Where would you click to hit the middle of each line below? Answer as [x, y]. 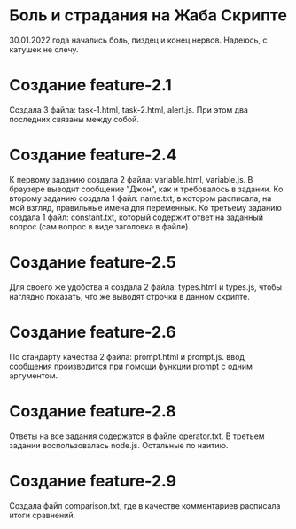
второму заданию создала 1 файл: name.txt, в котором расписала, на [140, 198]
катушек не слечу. [44, 49]
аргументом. [34, 375]
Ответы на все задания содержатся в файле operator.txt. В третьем [137, 436]
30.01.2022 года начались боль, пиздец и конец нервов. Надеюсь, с [138, 40]
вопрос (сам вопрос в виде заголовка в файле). [100, 226]
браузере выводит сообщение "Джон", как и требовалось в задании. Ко [146, 189]
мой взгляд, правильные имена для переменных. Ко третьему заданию [145, 207]
